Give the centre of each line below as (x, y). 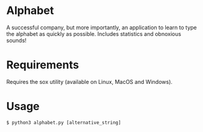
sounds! (16, 40)
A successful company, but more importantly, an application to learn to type (101, 27)
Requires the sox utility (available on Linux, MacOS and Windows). (89, 82)
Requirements (43, 65)
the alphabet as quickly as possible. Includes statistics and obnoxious (94, 33)
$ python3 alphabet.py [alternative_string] (64, 122)
